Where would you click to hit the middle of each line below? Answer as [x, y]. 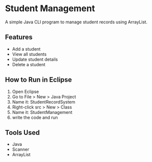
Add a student [26, 49]
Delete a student [28, 64]
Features [19, 37]
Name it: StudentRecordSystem [44, 102]
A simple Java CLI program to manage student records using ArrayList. [76, 22]
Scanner [20, 149]
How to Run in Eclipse [38, 80]
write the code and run [35, 117]
